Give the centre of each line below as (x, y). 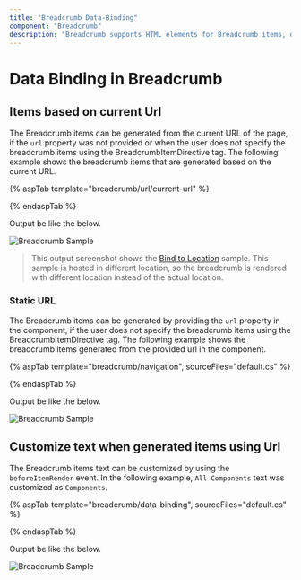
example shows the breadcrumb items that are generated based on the (140, 162)
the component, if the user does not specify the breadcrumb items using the (150, 330)
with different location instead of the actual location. (127, 277)
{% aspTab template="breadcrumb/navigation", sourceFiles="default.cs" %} (150, 366)
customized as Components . (59, 488)
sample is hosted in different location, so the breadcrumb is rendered (159, 268)
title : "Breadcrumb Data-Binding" (74, 18)
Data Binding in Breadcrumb (116, 79)
